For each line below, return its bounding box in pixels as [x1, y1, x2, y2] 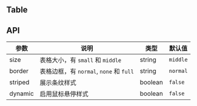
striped [9, 78, 30, 87]
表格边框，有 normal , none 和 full [39, 67, 135, 76]
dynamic [9, 90, 35, 98]
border [9, 67, 29, 75]
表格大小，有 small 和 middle [39, 56, 122, 64]
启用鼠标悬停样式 [39, 90, 89, 98]
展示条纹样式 [39, 78, 77, 87]
